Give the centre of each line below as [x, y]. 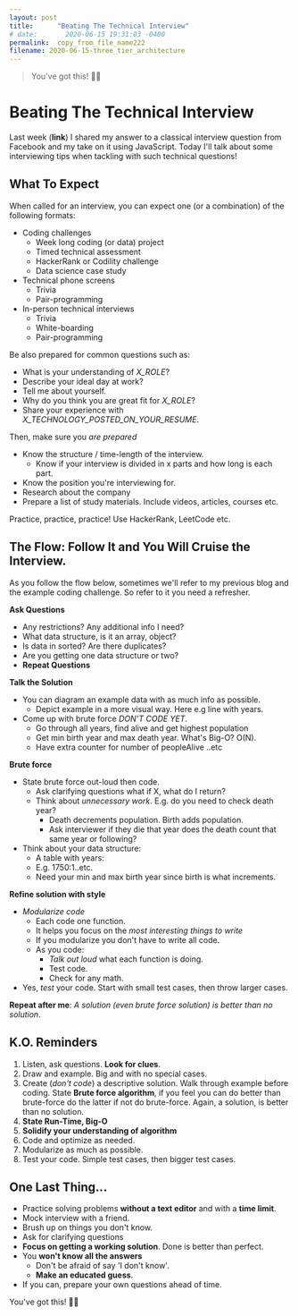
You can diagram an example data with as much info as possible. [141, 700]
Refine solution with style [58, 894]
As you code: [60, 949]
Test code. [68, 968]
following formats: [42, 215]
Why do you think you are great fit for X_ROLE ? [109, 400]
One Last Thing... [58, 1187]
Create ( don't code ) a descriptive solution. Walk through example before [155, 1083]
